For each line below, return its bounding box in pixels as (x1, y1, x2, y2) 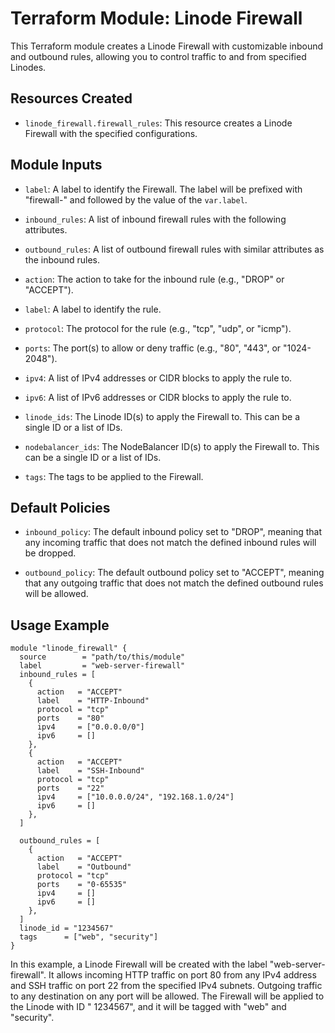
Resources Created (10, 90, 133, 107)
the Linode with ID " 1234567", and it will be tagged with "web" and (10, 1001, 287, 1013)
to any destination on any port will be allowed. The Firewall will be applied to (10, 990, 325, 1002)
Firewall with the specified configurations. (24, 127, 198, 139)
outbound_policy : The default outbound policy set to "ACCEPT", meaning (24, 567, 325, 579)
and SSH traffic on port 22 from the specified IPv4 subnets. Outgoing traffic (10, 980, 323, 992)
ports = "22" (36, 783, 105, 794)
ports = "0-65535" (36, 880, 128, 890)
